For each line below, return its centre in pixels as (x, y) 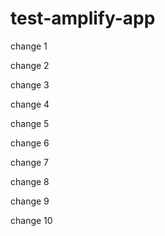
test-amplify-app (83, 18)
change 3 (30, 84)
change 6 (30, 143)
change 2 (30, 65)
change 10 (31, 220)
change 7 (30, 162)
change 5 (30, 123)
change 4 (30, 104)
